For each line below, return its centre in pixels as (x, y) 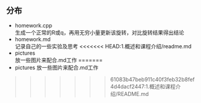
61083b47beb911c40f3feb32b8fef (153, 79)
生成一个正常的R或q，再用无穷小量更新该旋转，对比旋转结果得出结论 (99, 32)
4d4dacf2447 (127, 86)
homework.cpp (33, 25)
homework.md (33, 39)
